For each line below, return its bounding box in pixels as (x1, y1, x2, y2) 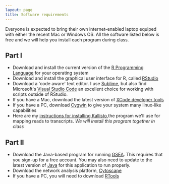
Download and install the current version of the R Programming (12, 65, 144, 71)
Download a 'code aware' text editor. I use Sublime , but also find (12, 81, 147, 87)
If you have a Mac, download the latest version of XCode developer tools (12, 97, 164, 103)
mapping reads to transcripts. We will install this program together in (12, 118, 155, 124)
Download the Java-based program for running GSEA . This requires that (12, 152, 163, 158)
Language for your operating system (12, 70, 89, 76)
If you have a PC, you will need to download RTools (12, 173, 120, 179)
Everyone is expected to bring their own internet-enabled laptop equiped (5, 26, 157, 32)
